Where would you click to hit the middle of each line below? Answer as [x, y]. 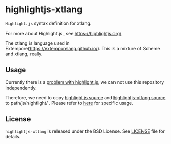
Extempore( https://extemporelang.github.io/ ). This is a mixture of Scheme [83, 48]
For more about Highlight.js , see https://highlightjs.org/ [63, 33]
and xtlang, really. [24, 54]
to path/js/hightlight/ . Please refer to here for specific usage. [69, 103]
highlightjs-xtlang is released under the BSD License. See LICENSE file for [85, 131]
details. [13, 136]
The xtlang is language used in [37, 43]
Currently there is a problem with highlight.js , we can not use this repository [85, 82]
